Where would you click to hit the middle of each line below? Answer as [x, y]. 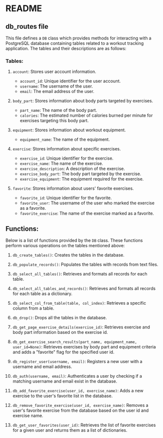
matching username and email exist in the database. [65, 381]
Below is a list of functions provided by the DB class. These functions [74, 240]
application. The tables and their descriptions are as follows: [66, 48]
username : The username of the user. [56, 86]
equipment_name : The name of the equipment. [65, 140]
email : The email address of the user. [57, 91]
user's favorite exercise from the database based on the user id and [81, 411]
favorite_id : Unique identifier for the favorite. [66, 198]
